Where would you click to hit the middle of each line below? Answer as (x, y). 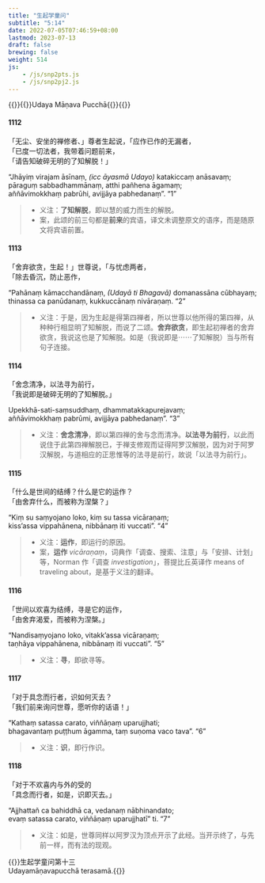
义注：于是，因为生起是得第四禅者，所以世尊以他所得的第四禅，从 (147, 317)
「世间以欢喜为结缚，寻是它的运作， (67, 609)
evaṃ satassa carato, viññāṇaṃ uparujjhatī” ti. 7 (88, 818)
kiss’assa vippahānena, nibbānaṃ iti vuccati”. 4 (87, 526)
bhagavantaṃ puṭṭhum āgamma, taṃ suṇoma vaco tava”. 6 (106, 731)
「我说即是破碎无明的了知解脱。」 (62, 394)
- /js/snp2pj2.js (51, 82)
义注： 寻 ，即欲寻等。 (74, 660)
